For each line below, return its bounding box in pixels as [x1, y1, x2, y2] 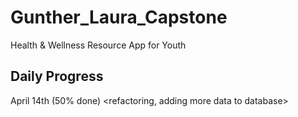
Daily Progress [10, 68, 104, 85]
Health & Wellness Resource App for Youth [10, 39, 187, 51]
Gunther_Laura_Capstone [10, 6, 228, 29]
